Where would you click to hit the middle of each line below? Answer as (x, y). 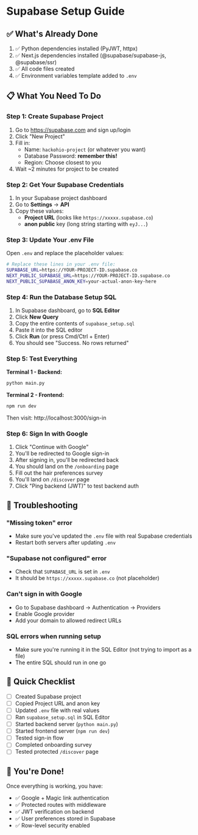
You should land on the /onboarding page (67, 467)
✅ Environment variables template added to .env (76, 76)
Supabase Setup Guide (65, 11)
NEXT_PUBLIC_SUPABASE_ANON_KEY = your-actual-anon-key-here (81, 281)
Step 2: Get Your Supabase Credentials (65, 185)
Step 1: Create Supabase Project (55, 116)
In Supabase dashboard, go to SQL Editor (67, 311)
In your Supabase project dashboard (61, 198)
